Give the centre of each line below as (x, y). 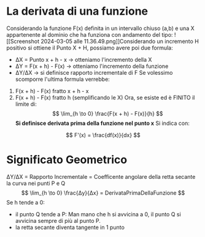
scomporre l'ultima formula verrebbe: (63, 79)
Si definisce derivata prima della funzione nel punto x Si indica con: (102, 123)
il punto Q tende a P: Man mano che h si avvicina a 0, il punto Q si (98, 214)
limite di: (26, 104)
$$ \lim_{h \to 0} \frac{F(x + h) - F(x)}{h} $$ (108, 113)
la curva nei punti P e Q (36, 183)
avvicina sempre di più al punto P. (58, 220)
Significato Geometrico (67, 160)
